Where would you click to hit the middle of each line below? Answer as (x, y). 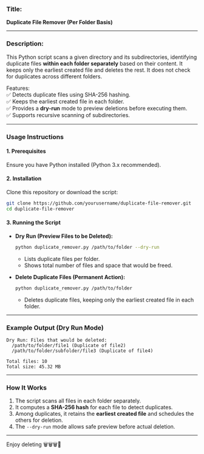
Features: (18, 88)
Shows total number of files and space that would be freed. (98, 265)
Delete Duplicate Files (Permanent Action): (70, 277)
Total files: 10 (27, 361)
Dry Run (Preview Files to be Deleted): (64, 236)
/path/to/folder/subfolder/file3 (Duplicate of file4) (83, 351)
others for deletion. (39, 420)
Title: (14, 9)
